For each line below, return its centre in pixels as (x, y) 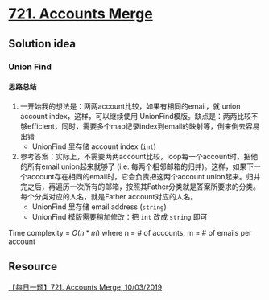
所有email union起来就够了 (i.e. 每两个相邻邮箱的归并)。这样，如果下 (141, 166)
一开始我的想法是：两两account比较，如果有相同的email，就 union (130, 106)
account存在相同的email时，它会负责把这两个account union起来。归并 (144, 176)
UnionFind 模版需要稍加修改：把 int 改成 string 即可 (120, 216)
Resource (33, 267)
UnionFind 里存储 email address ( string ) (99, 207)
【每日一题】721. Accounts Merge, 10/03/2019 (85, 287)
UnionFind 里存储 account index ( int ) (94, 146)
